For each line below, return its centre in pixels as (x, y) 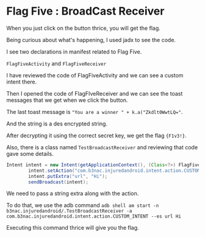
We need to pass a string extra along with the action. (73, 194)
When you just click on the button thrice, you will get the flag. (83, 28)
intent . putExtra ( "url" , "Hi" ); (68, 176)
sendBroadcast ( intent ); (58, 182)
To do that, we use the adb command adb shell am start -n (83, 205)
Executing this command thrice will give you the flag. (73, 228)
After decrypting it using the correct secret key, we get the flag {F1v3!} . (97, 135)
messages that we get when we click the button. (67, 100)
